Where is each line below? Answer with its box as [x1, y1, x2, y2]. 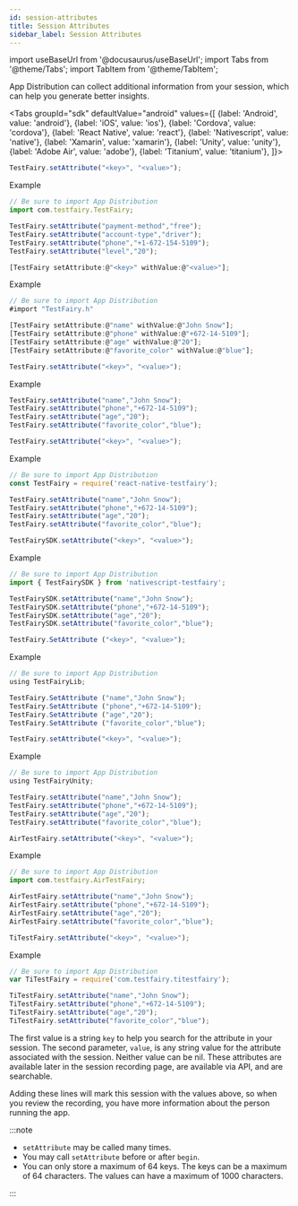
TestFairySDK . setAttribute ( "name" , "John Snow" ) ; [9, 594, 194, 603]
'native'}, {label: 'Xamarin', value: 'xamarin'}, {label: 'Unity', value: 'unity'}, [9, 136, 281, 148]
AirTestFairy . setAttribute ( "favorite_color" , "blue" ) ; [9, 916, 215, 926]
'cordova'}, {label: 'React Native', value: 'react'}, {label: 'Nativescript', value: [9, 127, 289, 138]
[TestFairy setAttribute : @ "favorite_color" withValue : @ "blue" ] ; [9, 346, 254, 355]
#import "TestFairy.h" [9, 305, 94, 314]
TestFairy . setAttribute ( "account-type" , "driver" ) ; [9, 230, 202, 239]
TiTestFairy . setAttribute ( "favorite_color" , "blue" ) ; [9, 1016, 210, 1025]
